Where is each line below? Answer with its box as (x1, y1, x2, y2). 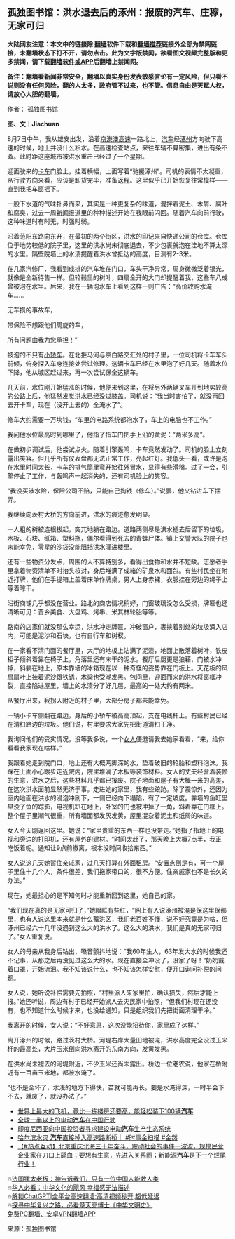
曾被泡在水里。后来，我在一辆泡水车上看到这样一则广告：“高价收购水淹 (7, 281, 213, 290)
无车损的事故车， (7, 305, 57, 314)
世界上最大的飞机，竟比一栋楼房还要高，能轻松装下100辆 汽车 (17, 1106, 194, 1115)
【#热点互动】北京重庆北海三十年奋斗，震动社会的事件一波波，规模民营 (17, 1141, 224, 1150)
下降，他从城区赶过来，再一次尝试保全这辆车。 (7, 368, 142, 376)
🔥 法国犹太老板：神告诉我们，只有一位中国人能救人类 (7, 1174, 159, 1183)
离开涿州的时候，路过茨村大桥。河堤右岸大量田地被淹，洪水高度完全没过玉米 (7, 1035, 228, 1044)
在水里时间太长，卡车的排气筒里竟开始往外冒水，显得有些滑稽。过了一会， (7, 463, 222, 471)
